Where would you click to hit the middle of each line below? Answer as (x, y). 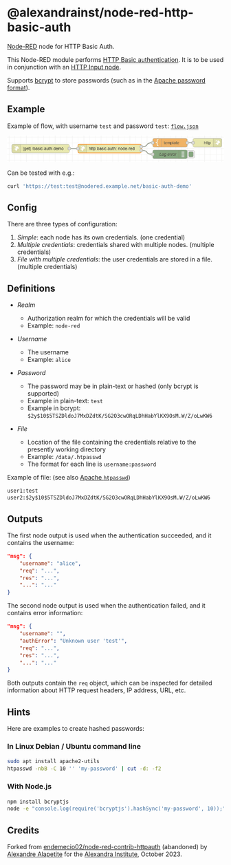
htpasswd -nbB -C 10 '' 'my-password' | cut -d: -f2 (84, 769)
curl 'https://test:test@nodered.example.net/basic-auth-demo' (100, 186)
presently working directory (67, 449)
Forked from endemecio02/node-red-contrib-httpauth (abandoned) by (107, 847)
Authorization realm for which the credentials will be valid (109, 319)
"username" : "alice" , (50, 563)
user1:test (23, 491)
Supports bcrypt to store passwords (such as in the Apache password (107, 80)
